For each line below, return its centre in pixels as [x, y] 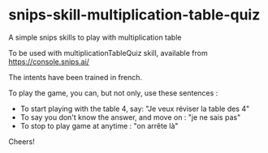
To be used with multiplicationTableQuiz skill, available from [108, 53]
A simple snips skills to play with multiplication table [95, 37]
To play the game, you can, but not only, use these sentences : [113, 93]
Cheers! [22, 141]
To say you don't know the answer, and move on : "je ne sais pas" [130, 117]
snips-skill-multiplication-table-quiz [134, 15]
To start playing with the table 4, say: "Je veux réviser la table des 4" [135, 108]
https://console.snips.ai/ [49, 62]
